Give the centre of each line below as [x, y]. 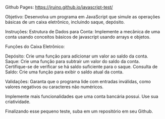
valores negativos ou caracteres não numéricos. [55, 87]
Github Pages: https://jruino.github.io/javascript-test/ [59, 7]
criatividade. [18, 102]
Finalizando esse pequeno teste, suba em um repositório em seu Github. [79, 111]
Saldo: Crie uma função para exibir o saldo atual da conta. [64, 72]
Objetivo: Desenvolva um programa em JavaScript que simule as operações [82, 17]
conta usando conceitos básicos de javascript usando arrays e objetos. [78, 37]
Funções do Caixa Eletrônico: [35, 46]
